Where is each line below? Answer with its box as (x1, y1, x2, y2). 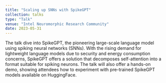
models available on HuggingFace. (5, 72, 77, 78)
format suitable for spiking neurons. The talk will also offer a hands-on (5, 61, 151, 67)
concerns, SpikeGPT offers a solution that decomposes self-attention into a (5, 56, 162, 62)
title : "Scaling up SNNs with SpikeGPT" (5, 7, 92, 13)
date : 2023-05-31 (5, 26, 42, 31)
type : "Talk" (5, 17, 33, 22)
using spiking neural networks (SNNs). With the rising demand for (5, 45, 142, 51)
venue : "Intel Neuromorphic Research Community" (5, 21, 109, 27)
